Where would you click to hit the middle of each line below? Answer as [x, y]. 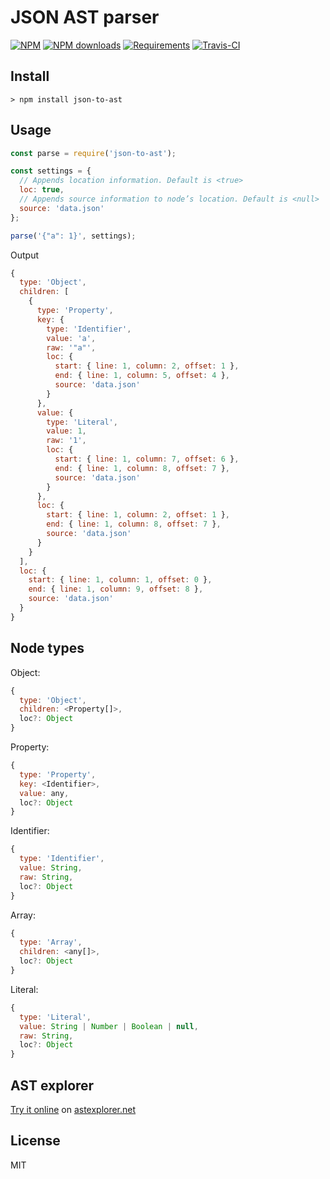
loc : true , [42, 190]
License [35, 1141]
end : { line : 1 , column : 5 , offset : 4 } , [142, 376]
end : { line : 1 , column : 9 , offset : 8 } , [116, 589]
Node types [47, 648]
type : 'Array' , [51, 942]
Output [24, 255]
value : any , [44, 793]
